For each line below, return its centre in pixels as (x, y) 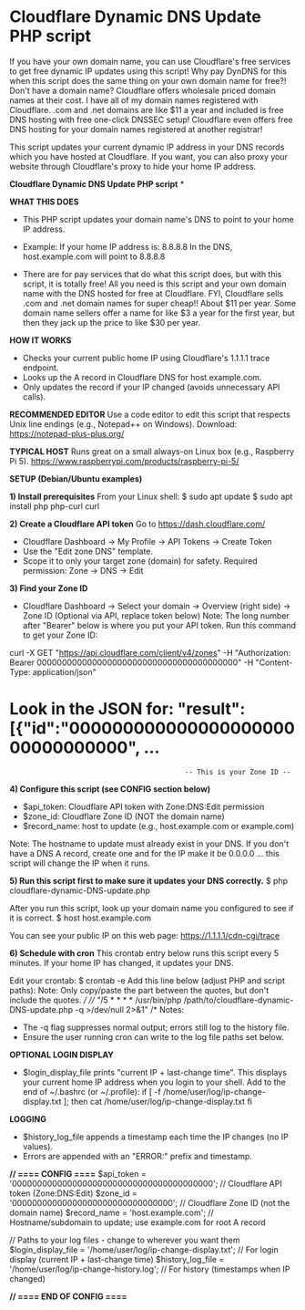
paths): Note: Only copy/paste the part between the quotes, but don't (139, 990)
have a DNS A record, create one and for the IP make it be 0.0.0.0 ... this (144, 853)
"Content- (274, 662)
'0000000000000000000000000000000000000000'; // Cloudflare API (146, 1183)
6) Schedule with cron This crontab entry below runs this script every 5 (144, 953)
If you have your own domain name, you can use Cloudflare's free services (150, 61)
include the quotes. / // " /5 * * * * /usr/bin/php (96, 1000)
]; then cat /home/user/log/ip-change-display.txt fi (158, 1101)
